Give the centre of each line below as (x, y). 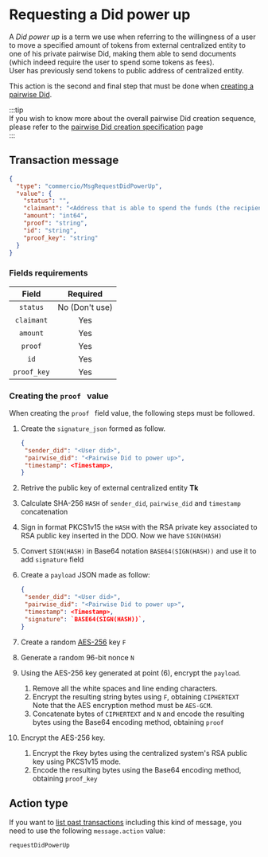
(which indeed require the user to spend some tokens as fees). (112, 62)
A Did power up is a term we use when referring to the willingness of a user (133, 37)
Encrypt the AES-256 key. (63, 738)
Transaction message (64, 160)
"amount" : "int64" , (56, 216)
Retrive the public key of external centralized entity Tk (109, 488)
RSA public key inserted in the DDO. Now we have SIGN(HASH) (121, 536)
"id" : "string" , (50, 230)
